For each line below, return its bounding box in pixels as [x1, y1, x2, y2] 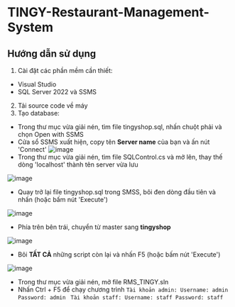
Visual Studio [17, 80, 57, 89]
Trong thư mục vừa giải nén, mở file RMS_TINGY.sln [17, 278, 169, 286]
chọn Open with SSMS [17, 130, 84, 138]
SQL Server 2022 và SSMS [17, 88, 97, 96]
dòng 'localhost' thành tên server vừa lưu [17, 160, 138, 169]
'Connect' [17, 145, 48, 153]
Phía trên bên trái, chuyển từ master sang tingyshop [17, 223, 172, 231]
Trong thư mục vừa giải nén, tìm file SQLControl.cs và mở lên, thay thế [17, 153, 223, 161]
